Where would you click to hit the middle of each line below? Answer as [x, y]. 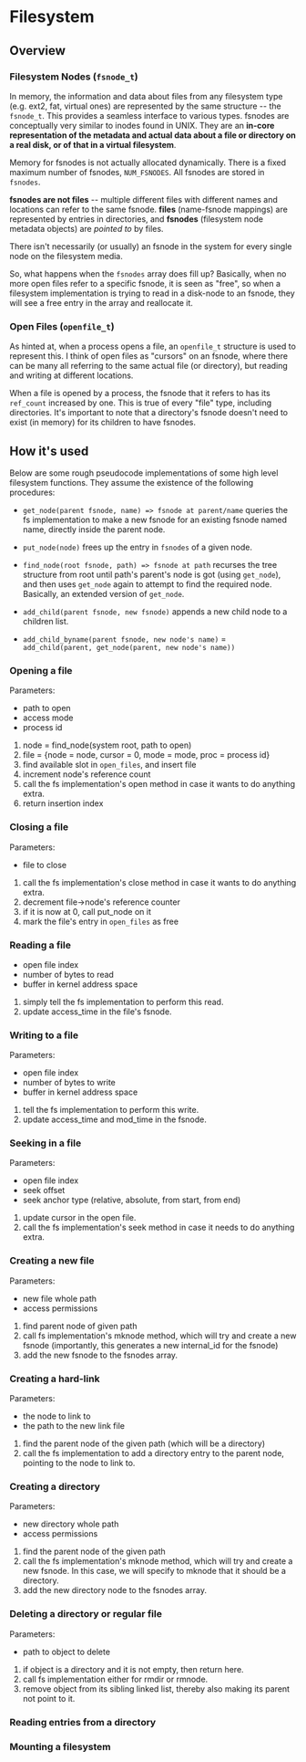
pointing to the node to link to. [79, 1463]
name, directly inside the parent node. [94, 529]
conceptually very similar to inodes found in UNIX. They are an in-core [142, 125]
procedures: [32, 492]
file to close [44, 865]
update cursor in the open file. [79, 1218]
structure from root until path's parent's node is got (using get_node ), [152, 574]
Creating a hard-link [55, 1379]
